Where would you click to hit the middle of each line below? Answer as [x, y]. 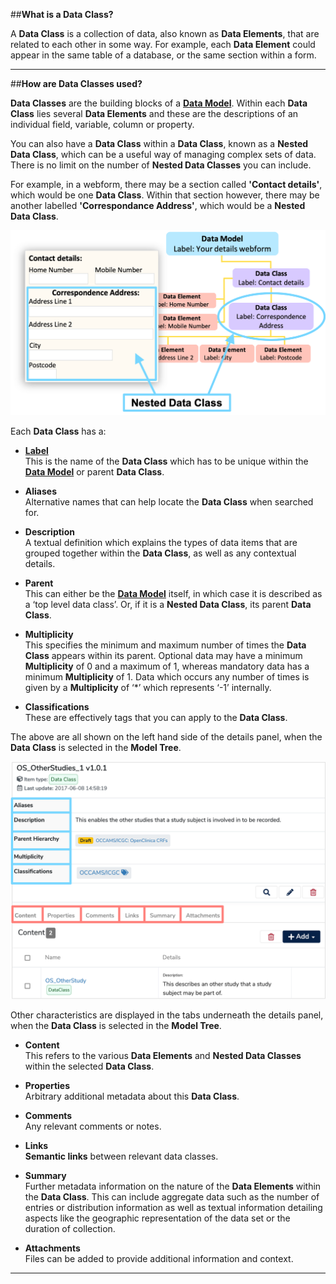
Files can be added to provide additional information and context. [159, 1258]
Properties [47, 1085]
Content [42, 1045]
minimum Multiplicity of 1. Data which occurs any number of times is [167, 676]
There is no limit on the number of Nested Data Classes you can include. [161, 165]
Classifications [57, 706]
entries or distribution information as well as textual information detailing [173, 1207]
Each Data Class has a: [58, 431]
